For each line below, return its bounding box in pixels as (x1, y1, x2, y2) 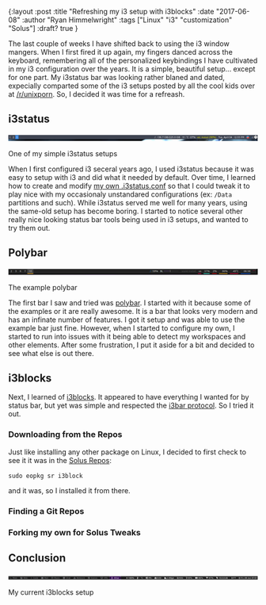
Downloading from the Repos (8, 429, 123, 440)
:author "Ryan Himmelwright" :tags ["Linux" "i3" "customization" (21, 15, 233, 25)
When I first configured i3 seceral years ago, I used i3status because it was (8, 164, 255, 174)
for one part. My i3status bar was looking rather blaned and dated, (8, 73, 226, 82)
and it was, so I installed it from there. (8, 485, 131, 495)
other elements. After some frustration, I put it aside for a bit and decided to (8, 340, 255, 350)
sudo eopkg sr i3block (8, 472, 83, 480)
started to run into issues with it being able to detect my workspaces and (8, 331, 246, 341)
